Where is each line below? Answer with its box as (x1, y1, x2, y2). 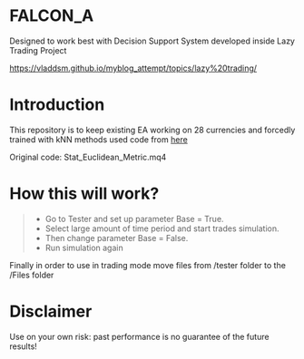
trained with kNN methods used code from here (9, 133, 188, 145)
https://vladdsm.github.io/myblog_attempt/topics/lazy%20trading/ (9, 63, 257, 73)
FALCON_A (9, 5, 94, 26)
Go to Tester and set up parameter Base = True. (44, 213, 224, 224)
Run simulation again (44, 242, 124, 253)
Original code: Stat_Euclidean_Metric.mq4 (9, 151, 167, 162)
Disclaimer (9, 301, 93, 322)
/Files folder (9, 269, 54, 280)
